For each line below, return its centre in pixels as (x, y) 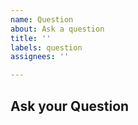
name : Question (42, 19)
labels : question (46, 47)
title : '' (31, 38)
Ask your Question (70, 106)
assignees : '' (40, 57)
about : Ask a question (57, 29)
